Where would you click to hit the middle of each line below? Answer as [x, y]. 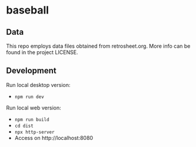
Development [31, 71]
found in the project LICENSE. [42, 52]
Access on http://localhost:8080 [54, 138]
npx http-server [34, 132]
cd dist [24, 126]
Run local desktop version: [38, 85]
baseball [27, 10]
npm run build [32, 119]
